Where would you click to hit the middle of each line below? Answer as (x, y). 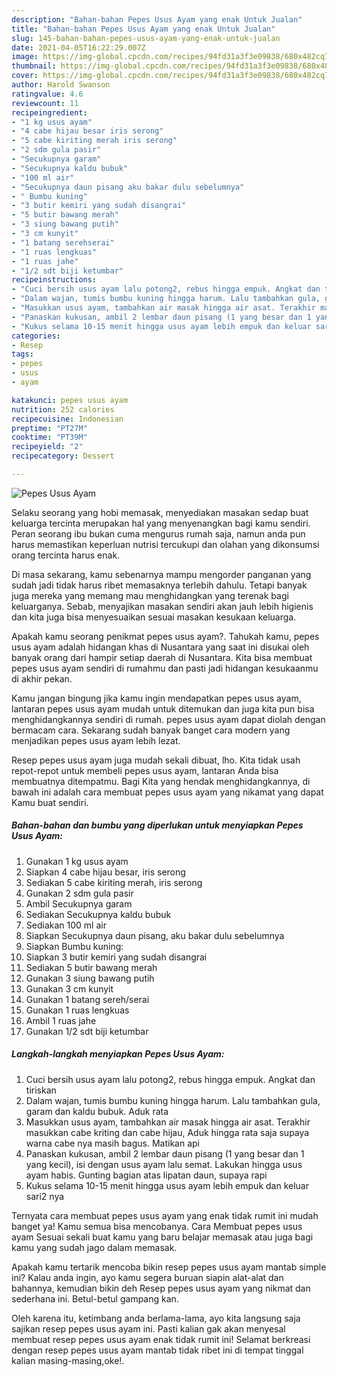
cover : (25, 76)
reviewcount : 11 (45, 103)
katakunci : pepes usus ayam (70, 400)
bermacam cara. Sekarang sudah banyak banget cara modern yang (151, 730)
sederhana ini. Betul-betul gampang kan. (95, 1298)
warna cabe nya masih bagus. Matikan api (112, 1143)
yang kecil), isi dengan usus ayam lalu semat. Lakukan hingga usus (164, 1164)
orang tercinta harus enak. (66, 555)
